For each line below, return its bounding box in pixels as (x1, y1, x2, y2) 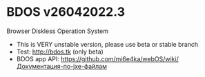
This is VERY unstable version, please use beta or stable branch (16, 40, 199, 48)
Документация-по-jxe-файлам (16, 62, 108, 70)
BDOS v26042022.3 (6, 4, 126, 20)
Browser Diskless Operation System (6, 27, 108, 35)
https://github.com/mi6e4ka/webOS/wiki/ (60, 54, 179, 63)
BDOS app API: (16, 54, 60, 63)
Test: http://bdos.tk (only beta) (16, 47, 104, 56)
